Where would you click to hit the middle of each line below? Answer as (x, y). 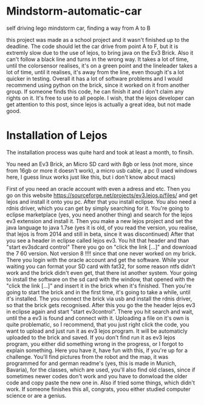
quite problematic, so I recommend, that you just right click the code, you (98, 324)
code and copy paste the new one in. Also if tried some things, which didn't (101, 382)
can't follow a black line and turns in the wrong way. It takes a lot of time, (97, 59)
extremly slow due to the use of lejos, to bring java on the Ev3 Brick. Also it (100, 52)
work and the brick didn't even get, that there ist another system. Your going (102, 272)
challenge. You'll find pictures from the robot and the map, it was (87, 356)
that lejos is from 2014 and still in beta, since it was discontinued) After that (100, 234)
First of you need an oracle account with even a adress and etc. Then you (98, 189)
